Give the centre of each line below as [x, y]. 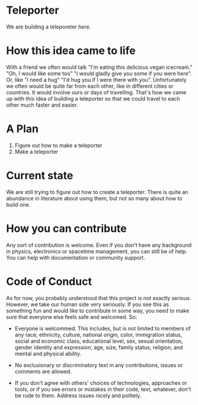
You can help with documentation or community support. [76, 257]
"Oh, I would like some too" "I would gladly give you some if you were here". [99, 73]
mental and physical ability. [48, 353]
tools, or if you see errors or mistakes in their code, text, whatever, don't [103, 389]
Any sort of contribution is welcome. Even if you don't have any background [99, 245]
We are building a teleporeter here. [49, 27]
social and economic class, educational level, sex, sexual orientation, [99, 341]
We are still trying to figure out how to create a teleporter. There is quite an [97, 192]
